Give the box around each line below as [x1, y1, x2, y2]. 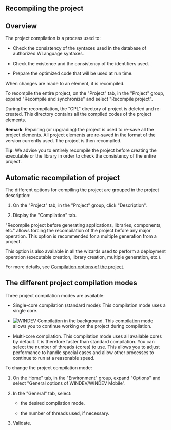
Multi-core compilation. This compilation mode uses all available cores [12, 333, 162, 339]
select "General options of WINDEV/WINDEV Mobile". [12, 380, 126, 386]
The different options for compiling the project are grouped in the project [5, 187, 159, 193]
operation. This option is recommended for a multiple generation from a [5, 233, 157, 239]
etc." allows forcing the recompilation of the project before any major [5, 228, 151, 234]
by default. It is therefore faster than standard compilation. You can [12, 338, 155, 344]
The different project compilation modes [5, 279, 138, 287]
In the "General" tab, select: [12, 390, 72, 396]
